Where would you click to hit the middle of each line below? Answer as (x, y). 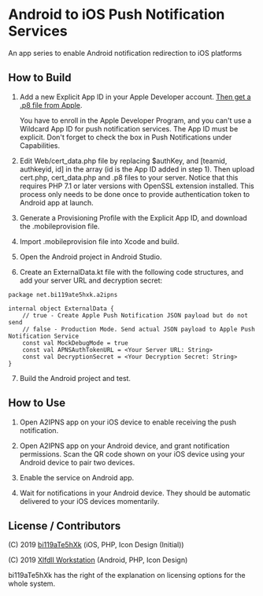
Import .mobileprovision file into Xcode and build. (99, 241)
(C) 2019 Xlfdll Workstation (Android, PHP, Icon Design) (98, 560)
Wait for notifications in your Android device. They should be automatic (135, 493)
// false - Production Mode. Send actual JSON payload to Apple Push (139, 329)
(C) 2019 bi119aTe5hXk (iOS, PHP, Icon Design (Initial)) (96, 545)
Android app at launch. (57, 202)
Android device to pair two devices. (77, 462)
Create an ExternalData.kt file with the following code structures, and (131, 272)
